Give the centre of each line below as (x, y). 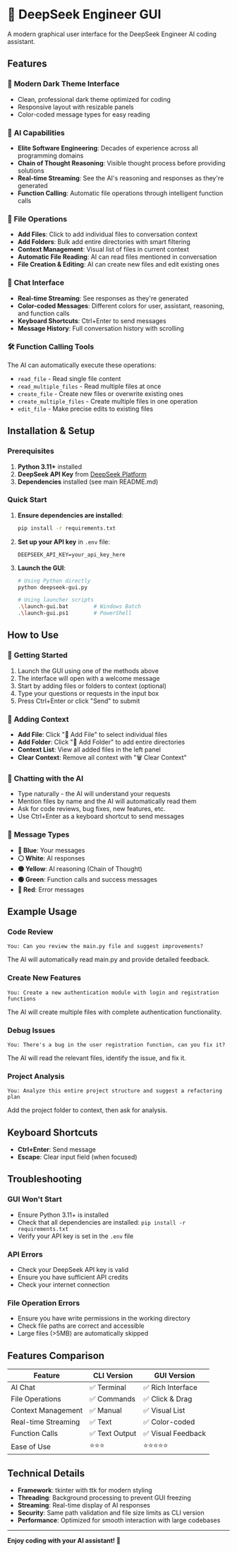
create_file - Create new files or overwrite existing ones (100, 393)
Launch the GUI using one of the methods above (88, 670)
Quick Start (27, 500)
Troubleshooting (45, 1179)
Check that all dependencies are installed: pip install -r (101, 1222)
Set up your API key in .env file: (64, 542)
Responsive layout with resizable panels (75, 107)
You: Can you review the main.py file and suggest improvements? (105, 947)
